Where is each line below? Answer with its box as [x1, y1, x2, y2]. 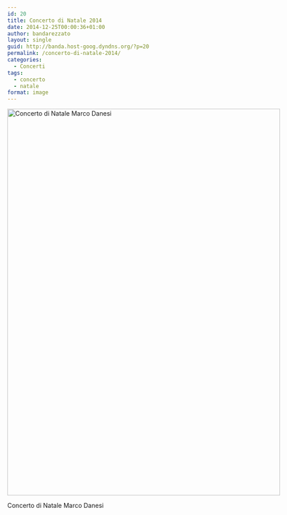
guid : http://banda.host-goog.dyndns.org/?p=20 [7, 43, 150, 50]
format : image [7, 89, 49, 96]
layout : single [7, 37, 52, 44]
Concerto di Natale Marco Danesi [7, 502, 104, 510]
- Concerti [13, 63, 46, 70]
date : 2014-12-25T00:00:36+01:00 [7, 23, 106, 30]
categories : [7, 56, 42, 63]
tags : [7, 69, 23, 76]
